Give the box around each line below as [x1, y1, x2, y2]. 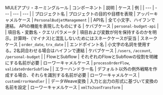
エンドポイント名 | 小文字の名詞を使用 [69, 42, 146, 47]
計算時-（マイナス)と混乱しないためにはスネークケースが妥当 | [13, 35, 140, 41]
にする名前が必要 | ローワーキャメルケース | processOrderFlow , [5, 60, 130, 66]
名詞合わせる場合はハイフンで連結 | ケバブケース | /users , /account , [16, 47, 152, 53]
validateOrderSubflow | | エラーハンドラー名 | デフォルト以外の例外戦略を [5, 66, 153, 71]
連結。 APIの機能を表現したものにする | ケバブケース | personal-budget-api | [5, 23, 159, 29]
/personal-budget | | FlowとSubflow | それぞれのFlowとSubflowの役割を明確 [5, 54, 158, 59]
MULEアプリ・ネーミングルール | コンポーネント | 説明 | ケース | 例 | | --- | [5, 5, 154, 10]
